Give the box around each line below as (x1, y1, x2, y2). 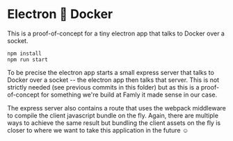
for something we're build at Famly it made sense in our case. (40, 90, 218, 99)
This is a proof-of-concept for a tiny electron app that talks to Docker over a (7, 29, 225, 38)
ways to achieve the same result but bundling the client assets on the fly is (7, 118, 221, 127)
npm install (7, 50, 42, 57)
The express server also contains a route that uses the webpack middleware (7, 103, 226, 112)
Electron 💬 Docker (7, 6, 113, 22)
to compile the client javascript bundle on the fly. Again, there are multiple (7, 111, 219, 119)
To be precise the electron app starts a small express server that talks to (7, 68, 214, 76)
